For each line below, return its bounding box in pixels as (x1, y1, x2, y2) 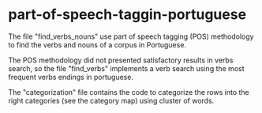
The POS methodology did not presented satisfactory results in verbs (8, 55, 234, 65)
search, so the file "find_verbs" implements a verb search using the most (8, 63, 245, 73)
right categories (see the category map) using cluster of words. (8, 96, 215, 105)
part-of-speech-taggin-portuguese (8, 6, 247, 24)
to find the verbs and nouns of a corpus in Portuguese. (8, 40, 187, 49)
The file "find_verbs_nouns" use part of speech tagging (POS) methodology (8, 32, 254, 41)
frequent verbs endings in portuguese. (8, 72, 134, 81)
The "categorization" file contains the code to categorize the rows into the (8, 87, 250, 96)
